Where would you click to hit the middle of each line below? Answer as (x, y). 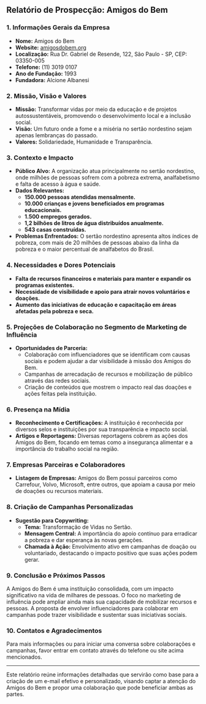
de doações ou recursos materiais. (59, 491)
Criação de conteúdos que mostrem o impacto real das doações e (108, 387)
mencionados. (25, 657)
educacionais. (43, 210)
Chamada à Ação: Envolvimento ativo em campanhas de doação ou (110, 546)
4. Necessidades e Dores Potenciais (61, 265)
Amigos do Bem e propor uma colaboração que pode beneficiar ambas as (100, 688)
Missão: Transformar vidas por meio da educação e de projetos (96, 109)
